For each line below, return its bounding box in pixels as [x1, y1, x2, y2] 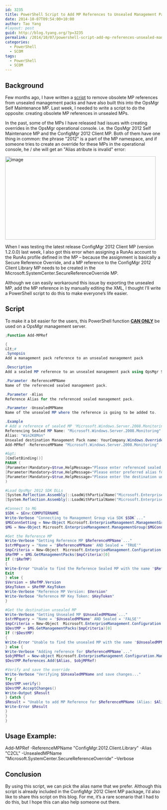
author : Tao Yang [5, 21, 41, 26]
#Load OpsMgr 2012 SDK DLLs [5, 488, 64, 493]
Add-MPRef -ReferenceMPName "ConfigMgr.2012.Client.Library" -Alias [5, 745, 152, 751]
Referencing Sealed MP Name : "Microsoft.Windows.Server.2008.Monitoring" [5, 428, 162, 433]
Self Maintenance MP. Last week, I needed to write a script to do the [5, 105, 145, 111]
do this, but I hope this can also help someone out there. [5, 799, 121, 805]
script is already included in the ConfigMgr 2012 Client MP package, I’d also [5, 789, 161, 795]
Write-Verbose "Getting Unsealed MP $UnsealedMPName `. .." [5, 612, 128, 617]
